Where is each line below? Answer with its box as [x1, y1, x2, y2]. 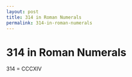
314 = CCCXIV [6, 65, 42, 72]
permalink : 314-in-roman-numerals [6, 20, 93, 26]
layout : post [6, 8, 39, 15]
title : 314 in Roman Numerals [6, 14, 82, 20]
